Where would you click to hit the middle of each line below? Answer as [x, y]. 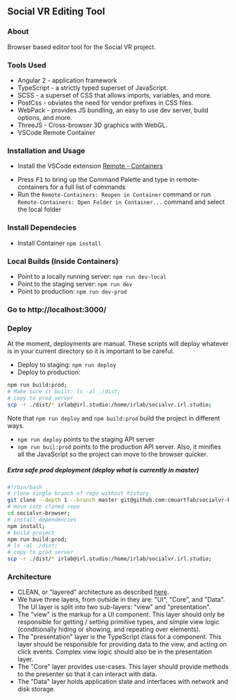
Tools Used [27, 65]
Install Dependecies [42, 227]
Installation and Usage [46, 150]
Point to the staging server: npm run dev [75, 284]
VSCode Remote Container [57, 132]
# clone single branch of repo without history [78, 494]
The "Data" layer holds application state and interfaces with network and [123, 682]
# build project [31, 533]
